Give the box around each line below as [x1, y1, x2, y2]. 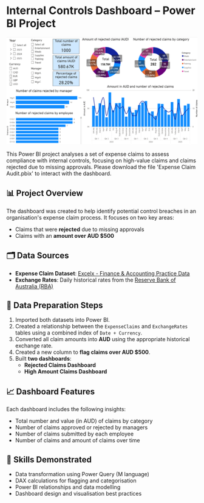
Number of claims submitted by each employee [15, 430, 134, 438]
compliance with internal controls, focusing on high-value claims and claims [6, 156, 196, 164]
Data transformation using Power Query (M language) [15, 471, 150, 478]
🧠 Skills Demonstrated [6, 454, 92, 465]
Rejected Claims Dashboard [24, 361, 96, 369]
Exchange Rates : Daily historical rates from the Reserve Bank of [15, 276, 176, 283]
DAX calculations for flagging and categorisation [15, 477, 137, 484]
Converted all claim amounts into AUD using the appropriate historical [15, 336, 190, 343]
